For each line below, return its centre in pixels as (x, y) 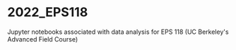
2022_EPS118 (48, 12)
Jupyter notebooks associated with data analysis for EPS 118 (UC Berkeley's (118, 32)
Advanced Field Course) (43, 39)
